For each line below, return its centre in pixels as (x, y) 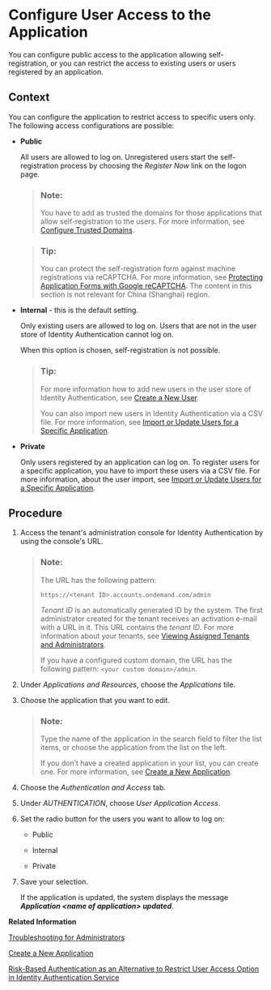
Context (29, 98)
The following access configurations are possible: (91, 125)
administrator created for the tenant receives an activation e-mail (148, 619)
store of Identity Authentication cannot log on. (97, 335)
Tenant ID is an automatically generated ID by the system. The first (151, 610)
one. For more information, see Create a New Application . (136, 772)
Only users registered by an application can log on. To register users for (140, 462)
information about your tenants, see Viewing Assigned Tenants (145, 636)
